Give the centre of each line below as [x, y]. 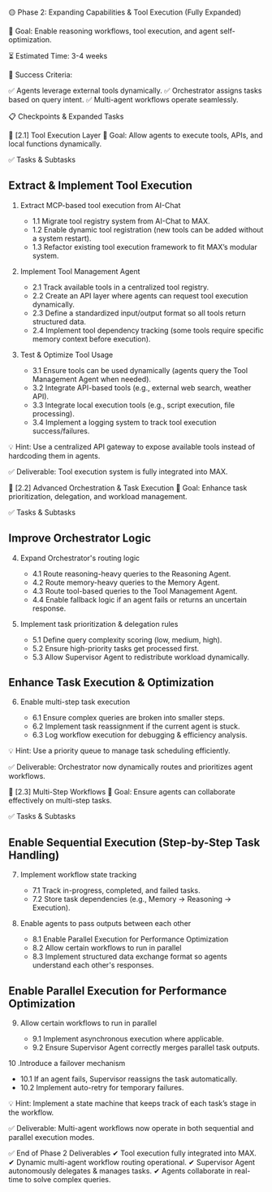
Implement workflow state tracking [78, 875]
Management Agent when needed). [92, 379]
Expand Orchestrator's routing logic [80, 558]
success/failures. [61, 431]
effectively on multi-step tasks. [60, 801]
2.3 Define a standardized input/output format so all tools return [139, 313]
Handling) [34, 855]
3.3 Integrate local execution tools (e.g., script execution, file [134, 405]
